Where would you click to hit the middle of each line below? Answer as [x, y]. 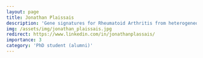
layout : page [23, 12]
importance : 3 [24, 40]
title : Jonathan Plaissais [40, 18]
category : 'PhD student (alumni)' [50, 46]
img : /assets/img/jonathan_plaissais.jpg [59, 29]
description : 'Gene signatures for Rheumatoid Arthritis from [86, 23]
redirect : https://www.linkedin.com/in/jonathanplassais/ [81, 34]
